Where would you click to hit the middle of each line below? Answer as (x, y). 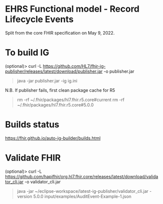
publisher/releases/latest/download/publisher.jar (54, 71)
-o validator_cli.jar (43, 182)
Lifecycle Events (39, 19)
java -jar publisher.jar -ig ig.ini (47, 81)
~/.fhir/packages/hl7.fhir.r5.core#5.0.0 (55, 105)
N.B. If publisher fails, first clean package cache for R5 (60, 90)
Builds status (32, 125)
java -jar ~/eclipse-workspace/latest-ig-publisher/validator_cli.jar (83, 191)
